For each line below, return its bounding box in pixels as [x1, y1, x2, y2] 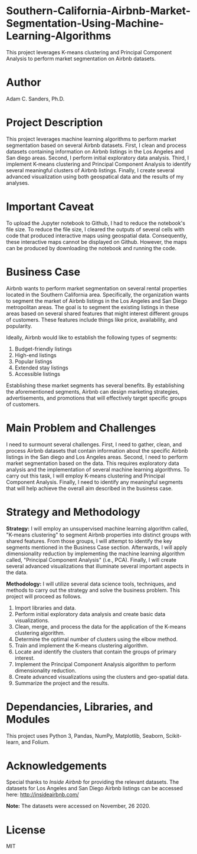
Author [6, 76, 41, 89]
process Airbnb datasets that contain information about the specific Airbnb [6, 447, 188, 454]
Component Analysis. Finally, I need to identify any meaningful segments [6, 478, 183, 485]
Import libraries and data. [14, 604, 77, 611]
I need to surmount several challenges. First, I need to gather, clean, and [6, 441, 182, 448]
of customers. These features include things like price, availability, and [6, 316, 178, 323]
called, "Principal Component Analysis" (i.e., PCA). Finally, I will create [6, 556, 177, 563]
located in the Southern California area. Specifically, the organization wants [6, 291, 189, 298]
